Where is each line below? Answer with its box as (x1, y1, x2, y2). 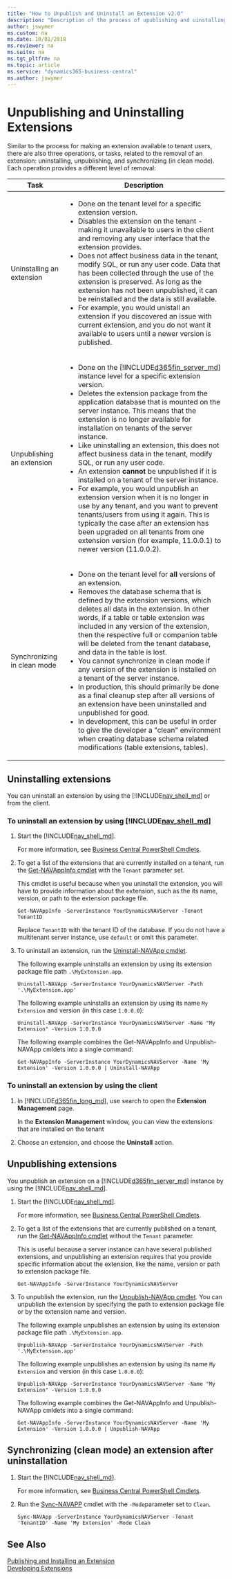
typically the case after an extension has (78, 519, 209, 528)
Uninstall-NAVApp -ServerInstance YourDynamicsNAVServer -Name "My (17, 1019, 215, 1027)
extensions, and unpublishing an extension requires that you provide (17, 1252, 212, 1260)
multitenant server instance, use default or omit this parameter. (17, 933, 199, 942)
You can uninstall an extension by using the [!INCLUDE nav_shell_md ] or (7, 792, 211, 800)
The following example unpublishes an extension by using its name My (17, 1359, 216, 1368)
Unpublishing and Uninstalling (7, 105, 184, 120)
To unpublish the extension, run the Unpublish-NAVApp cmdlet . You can (17, 1292, 223, 1301)
